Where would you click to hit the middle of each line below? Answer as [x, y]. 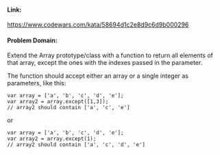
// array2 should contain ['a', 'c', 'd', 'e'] [76, 145]
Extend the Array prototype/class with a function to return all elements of [110, 55]
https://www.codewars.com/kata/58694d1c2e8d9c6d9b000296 [98, 25]
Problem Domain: [32, 40]
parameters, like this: [37, 83]
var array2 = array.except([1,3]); [58, 102]
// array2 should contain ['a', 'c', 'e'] [69, 108]
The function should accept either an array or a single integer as [98, 76]
